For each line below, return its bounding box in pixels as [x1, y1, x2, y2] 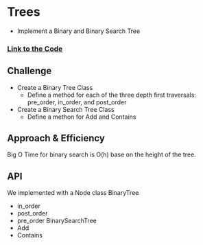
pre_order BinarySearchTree [16, 217, 97, 225]
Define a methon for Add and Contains [27, 113, 136, 121]
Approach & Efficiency [7, 132, 105, 144]
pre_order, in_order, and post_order [27, 97, 127, 106]
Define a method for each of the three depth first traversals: [27, 91, 197, 99]
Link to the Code [7, 44, 63, 54]
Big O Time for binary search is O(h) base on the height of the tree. [7, 150, 197, 159]
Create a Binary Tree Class [16, 83, 93, 91]
